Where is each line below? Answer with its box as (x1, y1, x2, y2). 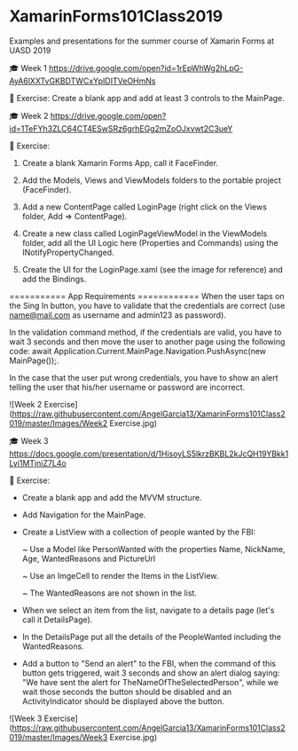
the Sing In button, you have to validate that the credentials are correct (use (9, 300, 286, 311)
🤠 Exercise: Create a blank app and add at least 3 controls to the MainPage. (9, 92, 286, 103)
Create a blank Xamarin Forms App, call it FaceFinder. (21, 157, 219, 168)
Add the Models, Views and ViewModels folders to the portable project (21, 175, 282, 186)
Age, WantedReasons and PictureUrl (21, 553, 156, 564)
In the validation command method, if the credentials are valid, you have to (9, 327, 282, 337)
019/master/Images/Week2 (9, 417, 108, 428)
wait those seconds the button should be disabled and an (21, 686, 232, 697)
